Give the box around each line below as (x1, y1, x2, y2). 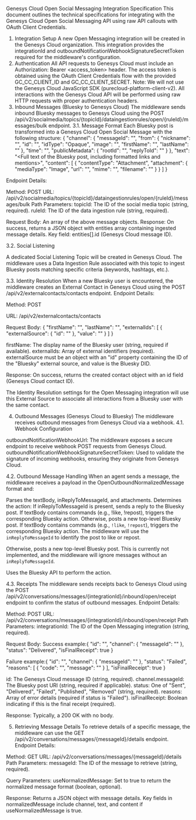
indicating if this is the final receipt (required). (6, 701, 116, 708)
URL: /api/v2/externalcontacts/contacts (6, 313, 101, 319)
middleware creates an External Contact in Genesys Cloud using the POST (6, 283, 185, 291)
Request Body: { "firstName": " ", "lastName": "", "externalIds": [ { (6, 324, 163, 330)
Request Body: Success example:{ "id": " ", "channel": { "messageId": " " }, (6, 641, 184, 647)
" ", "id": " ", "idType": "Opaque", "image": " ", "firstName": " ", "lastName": (14, 141, 189, 148)
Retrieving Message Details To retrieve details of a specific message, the (14, 723, 191, 730)
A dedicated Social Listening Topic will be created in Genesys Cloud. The (6, 254, 183, 260)
